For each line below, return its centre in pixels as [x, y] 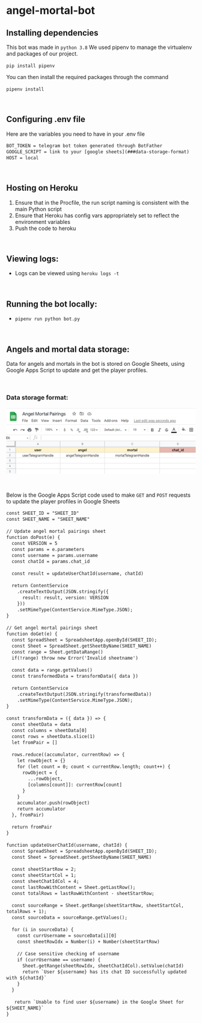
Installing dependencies [52, 33]
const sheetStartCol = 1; [44, 875]
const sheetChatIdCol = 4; [45, 881]
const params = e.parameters [48, 549]
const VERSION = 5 [35, 543]
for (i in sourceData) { [43, 929]
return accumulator [41, 809]
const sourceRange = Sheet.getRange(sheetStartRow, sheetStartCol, [98, 905]
